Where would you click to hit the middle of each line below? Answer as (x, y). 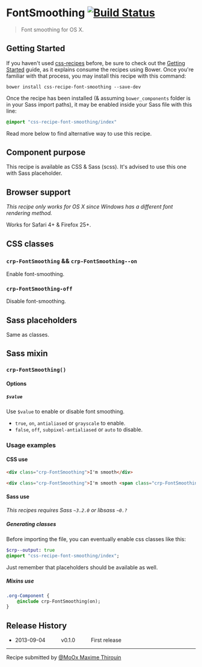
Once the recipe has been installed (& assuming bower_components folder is (99, 98)
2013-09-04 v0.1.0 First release (68, 640)
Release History (37, 626)
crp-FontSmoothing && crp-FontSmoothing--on (72, 261)
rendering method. (29, 213)
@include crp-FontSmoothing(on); (59, 601)
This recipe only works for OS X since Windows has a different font (90, 207)
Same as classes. (28, 335)
